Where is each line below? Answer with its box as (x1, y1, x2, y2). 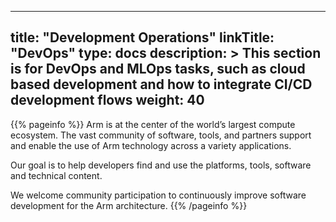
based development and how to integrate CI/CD (10, 76, 313, 93)
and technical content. (10, 169, 103, 181)
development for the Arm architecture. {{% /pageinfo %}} (10, 199, 248, 211)
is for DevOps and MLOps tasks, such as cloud (10, 61, 306, 78)
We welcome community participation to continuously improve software (10, 189, 307, 201)
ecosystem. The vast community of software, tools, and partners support (10, 129, 312, 141)
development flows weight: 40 (10, 92, 205, 109)
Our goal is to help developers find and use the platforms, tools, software (10, 159, 312, 171)
